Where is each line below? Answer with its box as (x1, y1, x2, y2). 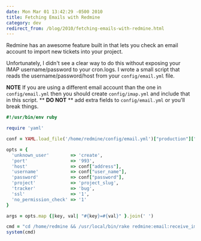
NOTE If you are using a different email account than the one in (6, 84, 162, 91)
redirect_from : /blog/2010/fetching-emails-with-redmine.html (6, 25, 165, 32)
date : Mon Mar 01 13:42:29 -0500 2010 (6, 8, 103, 15)
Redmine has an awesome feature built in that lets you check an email (6, 42, 178, 49)
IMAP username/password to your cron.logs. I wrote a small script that (6, 66, 180, 73)
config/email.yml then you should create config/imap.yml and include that (6, 90, 190, 97)
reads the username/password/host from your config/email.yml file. (6, 72, 175, 79)
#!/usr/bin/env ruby (6, 115, 58, 120)
